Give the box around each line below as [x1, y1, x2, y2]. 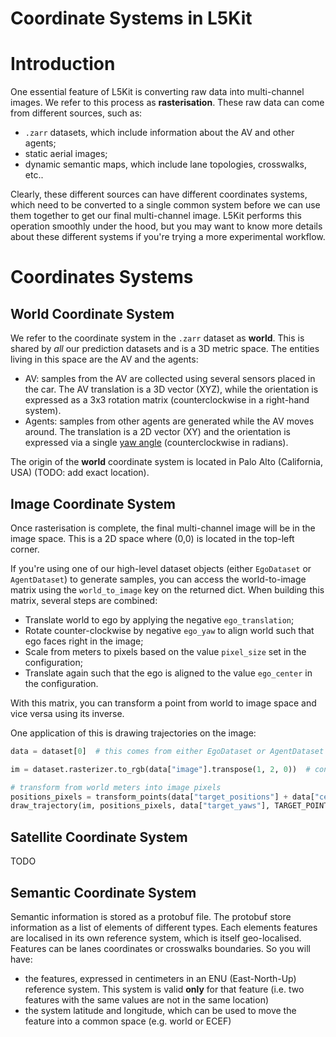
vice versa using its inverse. [10, 707, 125, 719]
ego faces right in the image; [24, 635, 144, 647]
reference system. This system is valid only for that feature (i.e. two [24, 983, 305, 995]
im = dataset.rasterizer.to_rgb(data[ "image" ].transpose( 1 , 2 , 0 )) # [10, 764, 311, 774]
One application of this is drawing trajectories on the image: [10, 727, 257, 739]
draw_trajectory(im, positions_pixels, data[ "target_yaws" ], [10, 801, 271, 811]
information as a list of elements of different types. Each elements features [10, 921, 318, 933]
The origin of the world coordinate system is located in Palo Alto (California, [10, 456, 323, 468]
